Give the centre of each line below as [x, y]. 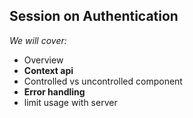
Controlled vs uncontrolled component [103, 81]
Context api [48, 70]
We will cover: [38, 40]
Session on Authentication [94, 16]
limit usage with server [70, 102]
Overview [43, 60]
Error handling [54, 91]
